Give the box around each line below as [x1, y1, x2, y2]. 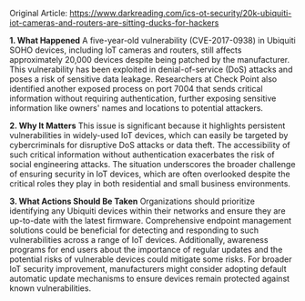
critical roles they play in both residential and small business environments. [9, 178, 291, 189]
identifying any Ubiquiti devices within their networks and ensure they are [9, 206, 286, 216]
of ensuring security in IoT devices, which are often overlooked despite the [9, 168, 290, 179]
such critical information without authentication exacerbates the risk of [9, 149, 275, 160]
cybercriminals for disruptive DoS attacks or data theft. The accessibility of [9, 140, 290, 150]
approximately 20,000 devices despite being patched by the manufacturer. [9, 55, 290, 65]
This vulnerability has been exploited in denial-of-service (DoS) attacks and [9, 64, 293, 75]
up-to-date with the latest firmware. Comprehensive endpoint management [9, 216, 292, 226]
